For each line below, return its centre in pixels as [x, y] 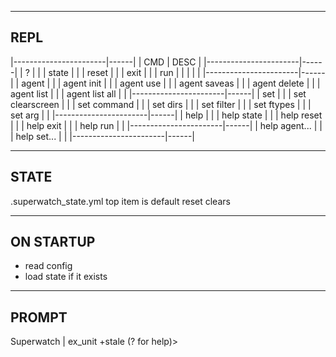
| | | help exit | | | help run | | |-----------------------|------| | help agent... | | [166, 125]
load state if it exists [66, 277]
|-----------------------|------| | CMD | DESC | [106, 62]
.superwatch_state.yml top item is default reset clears [120, 201]
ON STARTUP [53, 242]
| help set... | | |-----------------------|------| [102, 136]
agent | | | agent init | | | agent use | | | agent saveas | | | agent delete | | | [171, 83]
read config [48, 266]
